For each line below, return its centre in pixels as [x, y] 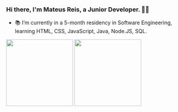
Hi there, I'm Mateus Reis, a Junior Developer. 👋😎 [78, 9]
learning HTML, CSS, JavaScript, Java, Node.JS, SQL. [81, 31]
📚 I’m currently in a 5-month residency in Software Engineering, [93, 23]
